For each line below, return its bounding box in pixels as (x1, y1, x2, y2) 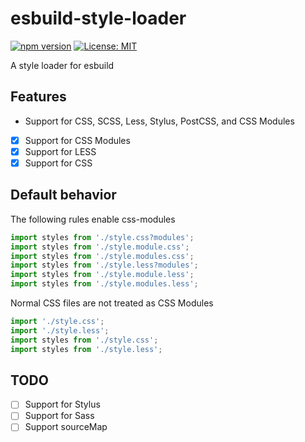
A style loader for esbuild (10, 59, 115, 71)
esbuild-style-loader (10, 7, 187, 30)
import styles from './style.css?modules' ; (10, 232, 195, 242)
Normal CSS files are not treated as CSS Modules (10, 297, 214, 309)
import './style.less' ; (10, 325, 110, 336)
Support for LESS (24, 145, 97, 157)
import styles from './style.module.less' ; (10, 270, 195, 280)
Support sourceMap (24, 421, 108, 433)
